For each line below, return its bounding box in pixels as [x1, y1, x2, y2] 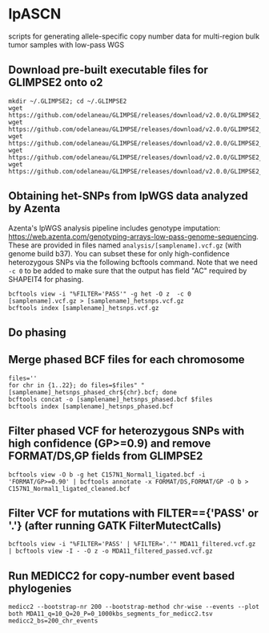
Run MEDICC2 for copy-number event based [8, 569, 235, 582]
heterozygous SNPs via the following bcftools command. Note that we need [8, 257, 258, 267]
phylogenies [8, 582, 72, 595]
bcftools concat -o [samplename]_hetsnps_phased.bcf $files [8, 395, 214, 403]
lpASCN [8, 5, 62, 23]
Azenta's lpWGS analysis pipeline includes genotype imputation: [8, 223, 221, 233]
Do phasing [8, 325, 66, 339]
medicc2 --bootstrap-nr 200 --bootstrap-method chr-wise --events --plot [8, 603, 260, 611]
